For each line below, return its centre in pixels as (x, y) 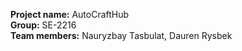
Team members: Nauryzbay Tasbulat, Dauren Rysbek (121, 35)
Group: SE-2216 (43, 25)
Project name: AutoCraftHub (70, 14)
